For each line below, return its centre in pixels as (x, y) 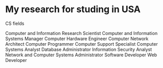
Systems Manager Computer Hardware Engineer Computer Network (77, 39)
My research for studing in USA (73, 9)
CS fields (15, 23)
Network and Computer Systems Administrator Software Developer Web (81, 55)
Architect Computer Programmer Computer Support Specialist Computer (81, 44)
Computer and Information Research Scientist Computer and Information (81, 33)
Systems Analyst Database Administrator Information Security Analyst (79, 49)
